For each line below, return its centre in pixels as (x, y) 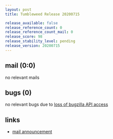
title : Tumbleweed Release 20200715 (42, 14)
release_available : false (31, 23)
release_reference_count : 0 (34, 27)
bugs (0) (18, 93)
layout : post (18, 10)
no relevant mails (22, 77)
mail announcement (32, 132)
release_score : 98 (24, 37)
